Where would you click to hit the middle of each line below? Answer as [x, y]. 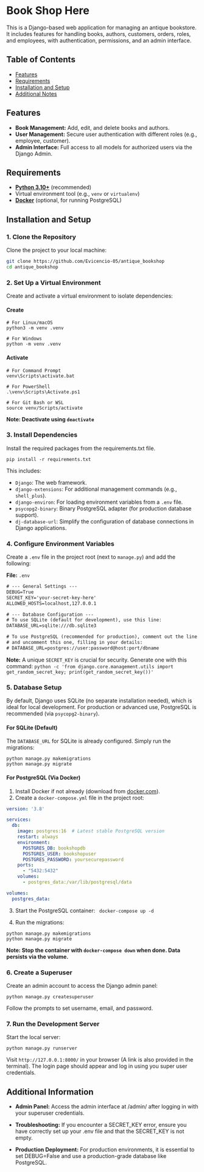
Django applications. [41, 527]
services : [19, 820]
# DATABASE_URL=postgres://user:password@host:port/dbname [83, 648]
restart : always [38, 837]
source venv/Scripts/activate [45, 408]
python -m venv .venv [34, 344]
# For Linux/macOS [30, 323]
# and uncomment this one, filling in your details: [75, 643]
